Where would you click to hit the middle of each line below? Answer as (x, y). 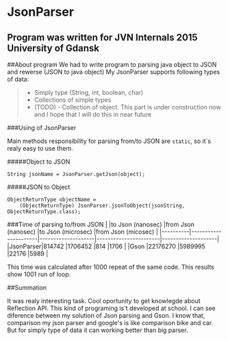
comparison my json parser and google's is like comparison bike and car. (110, 323)
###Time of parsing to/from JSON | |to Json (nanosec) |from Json (101, 224)
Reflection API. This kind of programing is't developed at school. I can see (111, 308)
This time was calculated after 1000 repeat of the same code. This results (111, 267)
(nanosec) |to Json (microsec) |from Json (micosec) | (83, 232)
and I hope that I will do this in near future (93, 114)
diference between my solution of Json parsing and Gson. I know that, (106, 316)
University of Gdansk (53, 48)
